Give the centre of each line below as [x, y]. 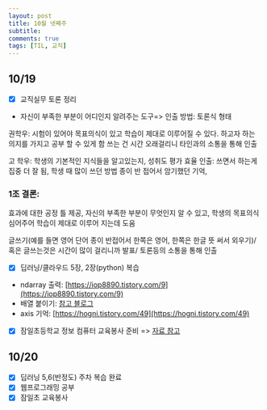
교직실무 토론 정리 [48, 99]
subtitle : [25, 31]
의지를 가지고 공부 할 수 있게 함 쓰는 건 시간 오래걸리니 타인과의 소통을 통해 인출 [133, 144]
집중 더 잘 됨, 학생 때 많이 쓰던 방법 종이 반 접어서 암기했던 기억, [108, 171]
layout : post [30, 16]
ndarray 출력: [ [44, 285]
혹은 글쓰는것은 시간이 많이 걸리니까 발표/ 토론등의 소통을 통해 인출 [113, 251]
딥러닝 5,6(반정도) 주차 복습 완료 [71, 378]
